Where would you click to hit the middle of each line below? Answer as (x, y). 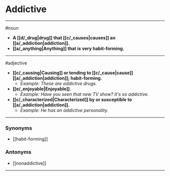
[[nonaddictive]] (29, 163)
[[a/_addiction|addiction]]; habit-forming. (57, 78)
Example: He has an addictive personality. (64, 110)
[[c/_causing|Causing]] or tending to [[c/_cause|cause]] (73, 73)
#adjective (16, 63)
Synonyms (19, 128)
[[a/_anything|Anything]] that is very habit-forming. (68, 48)
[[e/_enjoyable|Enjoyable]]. (42, 89)
